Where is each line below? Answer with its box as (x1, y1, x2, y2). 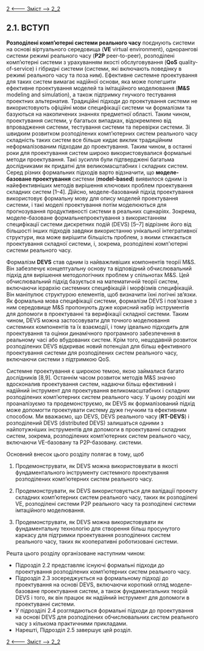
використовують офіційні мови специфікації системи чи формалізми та (6, 104, 192, 111)
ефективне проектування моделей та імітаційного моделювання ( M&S (6, 84, 190, 92)
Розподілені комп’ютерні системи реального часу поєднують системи (6, 39, 195, 46)
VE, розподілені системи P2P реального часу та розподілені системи (15, 500, 196, 507)
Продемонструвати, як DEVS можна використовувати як (15, 518, 164, 525)
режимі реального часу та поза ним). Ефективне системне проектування (6, 71, 198, 79)
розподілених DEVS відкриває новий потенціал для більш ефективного (6, 342, 191, 350)
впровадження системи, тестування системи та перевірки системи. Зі (6, 123, 191, 131)
